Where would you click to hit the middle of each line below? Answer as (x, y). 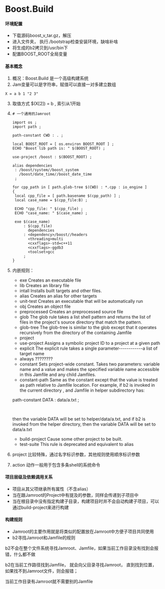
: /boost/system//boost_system (47, 170)
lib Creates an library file (45, 285)
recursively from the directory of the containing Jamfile (76, 332)
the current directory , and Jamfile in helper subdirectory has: (82, 390)
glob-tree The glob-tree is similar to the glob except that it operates (88, 327)
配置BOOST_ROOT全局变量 (40, 54)
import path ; (27, 127)
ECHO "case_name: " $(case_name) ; (51, 213)
